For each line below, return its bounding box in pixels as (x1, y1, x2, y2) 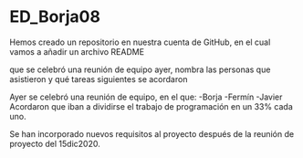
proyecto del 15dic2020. (9, 138, 100, 149)
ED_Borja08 (9, 6, 100, 27)
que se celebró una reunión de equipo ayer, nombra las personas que (9, 64, 271, 75)
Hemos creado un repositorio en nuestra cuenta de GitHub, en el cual (9, 37, 271, 47)
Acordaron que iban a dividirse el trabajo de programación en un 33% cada (9, 100, 294, 111)
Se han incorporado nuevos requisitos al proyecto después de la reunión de (9, 128, 295, 139)
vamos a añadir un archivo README (9, 46, 144, 57)
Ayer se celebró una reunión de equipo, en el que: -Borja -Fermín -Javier (9, 91, 283, 102)
